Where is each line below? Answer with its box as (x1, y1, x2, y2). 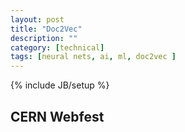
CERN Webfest (10, 108, 105, 125)
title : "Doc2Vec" (10, 24, 83, 34)
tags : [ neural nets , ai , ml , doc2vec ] (10, 52, 177, 62)
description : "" (10, 33, 78, 43)
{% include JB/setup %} (10, 79, 110, 91)
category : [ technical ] (10, 42, 105, 53)
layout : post (10, 14, 65, 25)
